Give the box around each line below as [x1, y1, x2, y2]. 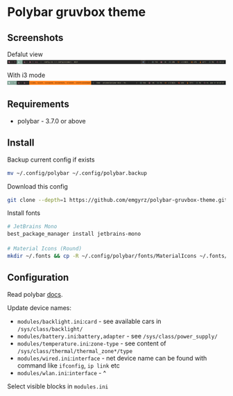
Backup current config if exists [7, 155, 95, 164]
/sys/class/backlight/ [17, 325, 83, 333]
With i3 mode [7, 71, 46, 79]
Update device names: [7, 303, 71, 312]
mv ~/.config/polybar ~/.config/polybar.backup [7, 169, 148, 177]
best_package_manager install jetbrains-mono [7, 230, 141, 238]
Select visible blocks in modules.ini [7, 382, 109, 390]
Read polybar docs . [7, 290, 64, 298]
